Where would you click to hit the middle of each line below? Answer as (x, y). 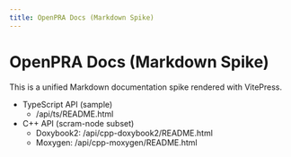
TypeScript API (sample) (67, 104)
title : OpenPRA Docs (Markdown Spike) (82, 17)
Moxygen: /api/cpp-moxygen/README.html (116, 142)
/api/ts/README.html (75, 114)
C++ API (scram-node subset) (78, 123)
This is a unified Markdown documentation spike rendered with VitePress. (146, 87)
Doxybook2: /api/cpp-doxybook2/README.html (124, 133)
